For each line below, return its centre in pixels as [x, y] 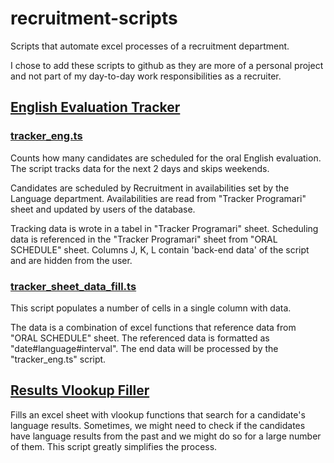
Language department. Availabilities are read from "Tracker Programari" [158, 198]
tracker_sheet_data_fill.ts [73, 286]
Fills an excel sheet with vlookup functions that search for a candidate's [158, 414]
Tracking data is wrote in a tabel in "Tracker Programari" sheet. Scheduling [164, 228]
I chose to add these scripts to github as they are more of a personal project [167, 65]
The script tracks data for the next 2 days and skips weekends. [140, 168]
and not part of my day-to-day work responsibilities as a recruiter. [146, 76]
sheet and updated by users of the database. [103, 209]
